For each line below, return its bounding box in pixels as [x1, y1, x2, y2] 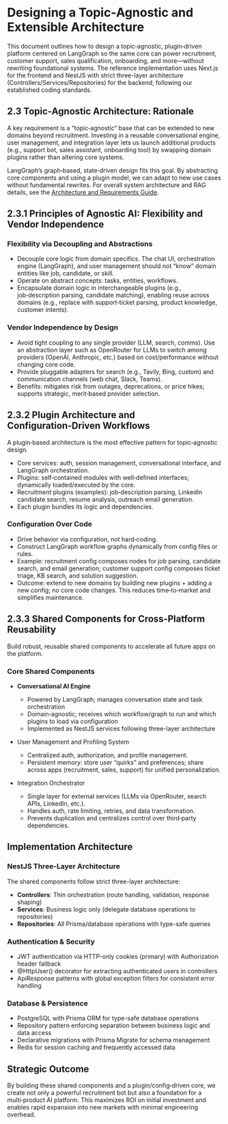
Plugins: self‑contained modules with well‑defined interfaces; [16, 473, 190, 481]
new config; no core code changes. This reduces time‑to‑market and [16, 586, 211, 594]
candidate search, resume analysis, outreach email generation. [16, 495, 195, 503]
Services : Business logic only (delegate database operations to [16, 905, 196, 913]
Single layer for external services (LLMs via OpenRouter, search [27, 792, 207, 800]
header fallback [16, 960, 61, 968]
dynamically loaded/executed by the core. [16, 480, 136, 489]
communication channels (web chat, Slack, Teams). [16, 375, 162, 383]
